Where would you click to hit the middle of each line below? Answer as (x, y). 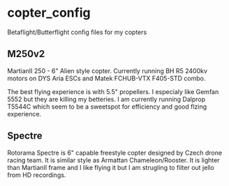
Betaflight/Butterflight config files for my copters (77, 32)
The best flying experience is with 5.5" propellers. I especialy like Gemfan (113, 91)
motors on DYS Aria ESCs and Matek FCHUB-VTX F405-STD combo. (106, 78)
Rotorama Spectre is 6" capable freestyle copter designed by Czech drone (114, 153)
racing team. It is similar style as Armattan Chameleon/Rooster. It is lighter (113, 160)
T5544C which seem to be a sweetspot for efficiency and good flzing (107, 107)
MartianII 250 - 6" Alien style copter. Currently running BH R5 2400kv (108, 70)
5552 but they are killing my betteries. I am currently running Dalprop (106, 99)
